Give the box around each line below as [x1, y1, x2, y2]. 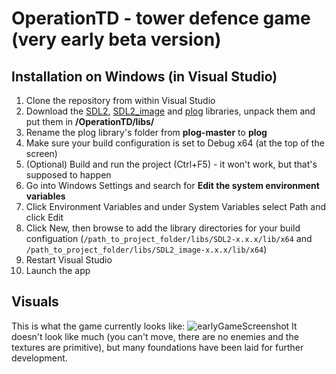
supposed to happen [25, 169, 112, 181]
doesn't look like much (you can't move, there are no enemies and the [11, 330, 299, 342]
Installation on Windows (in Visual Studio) [11, 68, 278, 85]
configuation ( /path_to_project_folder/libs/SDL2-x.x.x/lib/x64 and [25, 233, 313, 244]
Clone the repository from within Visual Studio [25, 95, 216, 106]
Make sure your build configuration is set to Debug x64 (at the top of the [25, 137, 325, 149]
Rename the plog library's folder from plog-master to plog [25, 127, 268, 138]
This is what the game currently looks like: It [11, 320, 298, 332]
